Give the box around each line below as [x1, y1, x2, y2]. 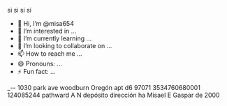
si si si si [7, 6, 31, 14]
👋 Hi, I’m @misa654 [17, 20, 75, 27]
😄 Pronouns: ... [17, 59, 63, 68]
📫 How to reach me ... [17, 50, 82, 58]
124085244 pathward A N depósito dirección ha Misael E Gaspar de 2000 [7, 91, 220, 99]
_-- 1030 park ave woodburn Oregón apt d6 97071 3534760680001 [7, 84, 201, 91]
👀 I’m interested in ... [17, 27, 77, 35]
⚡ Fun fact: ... [17, 68, 56, 75]
